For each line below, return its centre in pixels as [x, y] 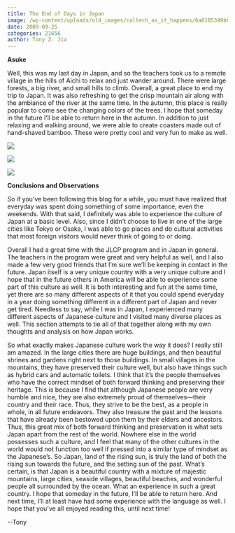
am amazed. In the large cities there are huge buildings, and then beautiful [114, 353]
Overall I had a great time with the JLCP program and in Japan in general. [113, 250]
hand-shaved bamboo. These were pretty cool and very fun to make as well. [117, 133]
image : [17, 20]
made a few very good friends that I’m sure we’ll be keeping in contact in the [117, 265]
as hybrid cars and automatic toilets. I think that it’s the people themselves [114, 375]
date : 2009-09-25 [33, 27]
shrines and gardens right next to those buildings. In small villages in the [111, 360]
